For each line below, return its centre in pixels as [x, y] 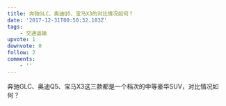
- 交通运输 [33, 33]
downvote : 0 [24, 46]
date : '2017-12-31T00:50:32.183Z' [57, 20]
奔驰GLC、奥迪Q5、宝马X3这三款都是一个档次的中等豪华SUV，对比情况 [110, 86]
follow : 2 [22, 53]
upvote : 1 [22, 40]
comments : [22, 59]
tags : [15, 26]
